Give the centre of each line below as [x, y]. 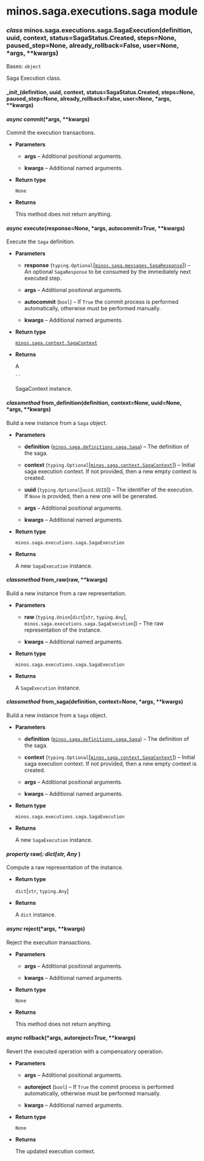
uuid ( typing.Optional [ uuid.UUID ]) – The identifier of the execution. [109, 490]
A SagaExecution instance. [48, 688]
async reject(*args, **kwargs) [46, 929]
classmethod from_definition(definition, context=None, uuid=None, [94, 403]
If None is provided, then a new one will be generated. [91, 496]
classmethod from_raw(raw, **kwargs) [57, 580]
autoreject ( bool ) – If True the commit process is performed [99, 1087]
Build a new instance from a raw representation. [66, 593]
